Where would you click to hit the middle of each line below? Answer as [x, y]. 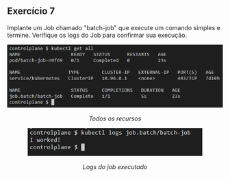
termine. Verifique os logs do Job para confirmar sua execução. [97, 35]
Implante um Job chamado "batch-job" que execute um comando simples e [114, 27]
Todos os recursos [115, 118]
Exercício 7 [31, 11]
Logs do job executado [115, 166]
